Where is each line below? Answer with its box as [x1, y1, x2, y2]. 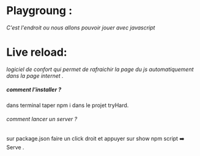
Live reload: [6, 45, 67, 59]
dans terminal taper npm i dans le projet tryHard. [6, 102, 129, 109]
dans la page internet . [6, 72, 64, 80]
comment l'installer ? [6, 86, 62, 94]
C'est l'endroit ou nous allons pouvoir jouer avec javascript [6, 24, 155, 31]
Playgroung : [6, 4, 72, 18]
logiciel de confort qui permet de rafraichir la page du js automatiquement [6, 65, 194, 73]
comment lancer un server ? [6, 116, 78, 123]
